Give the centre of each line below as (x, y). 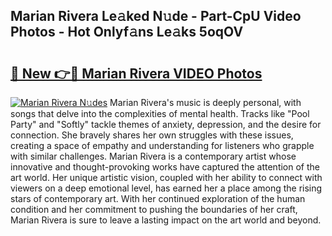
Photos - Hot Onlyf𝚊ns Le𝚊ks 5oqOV (127, 32)
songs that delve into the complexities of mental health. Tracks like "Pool (160, 113)
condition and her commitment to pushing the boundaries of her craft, (154, 209)
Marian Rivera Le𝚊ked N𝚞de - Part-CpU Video (156, 16)
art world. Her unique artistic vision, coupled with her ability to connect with (166, 177)
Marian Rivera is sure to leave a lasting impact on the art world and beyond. (166, 220)
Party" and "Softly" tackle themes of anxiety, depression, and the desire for (166, 124)
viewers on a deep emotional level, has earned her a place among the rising (166, 188)
